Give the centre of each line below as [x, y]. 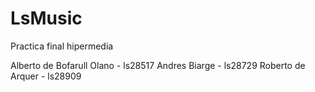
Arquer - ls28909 [46, 76]
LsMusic [46, 18]
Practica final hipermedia [62, 46]
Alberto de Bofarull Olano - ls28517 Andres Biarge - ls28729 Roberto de [158, 65]
